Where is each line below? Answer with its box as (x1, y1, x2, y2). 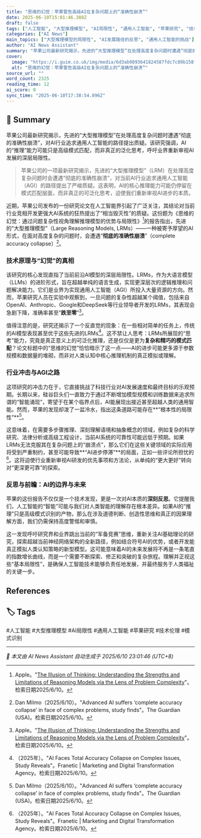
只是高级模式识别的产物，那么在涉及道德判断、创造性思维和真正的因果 (14, 510, 187, 517)
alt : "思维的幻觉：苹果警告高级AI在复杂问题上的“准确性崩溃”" (11, 64, 148, 71)
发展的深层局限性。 (6, 154, 54, 161)
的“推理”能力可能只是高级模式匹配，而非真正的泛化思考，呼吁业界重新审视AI (6, 146, 194, 154)
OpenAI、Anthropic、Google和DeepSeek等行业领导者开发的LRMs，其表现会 (6, 301, 195, 309)
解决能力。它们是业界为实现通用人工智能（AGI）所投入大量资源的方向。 (11, 286, 188, 294)
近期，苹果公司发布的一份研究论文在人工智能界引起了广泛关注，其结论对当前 (6, 202, 195, 209)
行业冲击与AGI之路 (6, 369, 60, 377)
